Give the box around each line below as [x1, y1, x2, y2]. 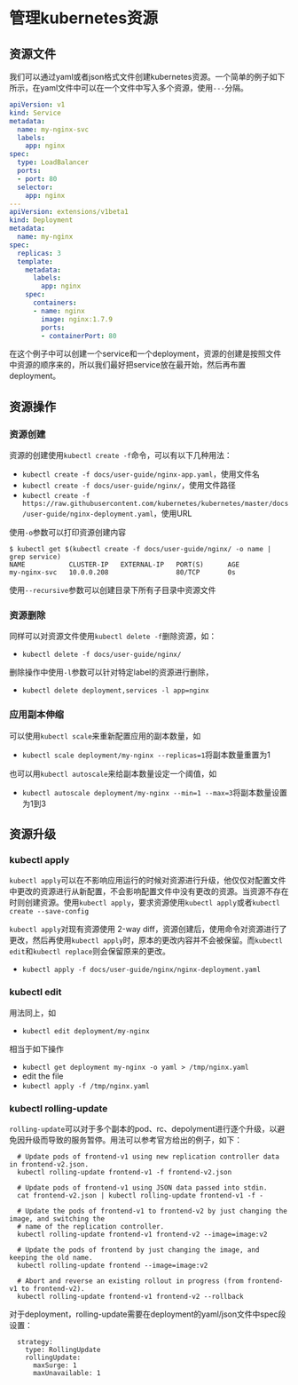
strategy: [17, 1337, 53, 1346]
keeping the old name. [9, 1253, 93, 1262]
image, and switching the [9, 1214, 105, 1223]
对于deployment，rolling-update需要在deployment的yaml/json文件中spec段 [9, 1309, 286, 1319]
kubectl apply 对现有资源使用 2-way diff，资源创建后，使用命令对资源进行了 [9, 924, 287, 935]
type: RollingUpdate [25, 1345, 101, 1354]
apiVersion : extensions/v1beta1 [9, 208, 129, 217]
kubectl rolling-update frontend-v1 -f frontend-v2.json [17, 1167, 232, 1176]
